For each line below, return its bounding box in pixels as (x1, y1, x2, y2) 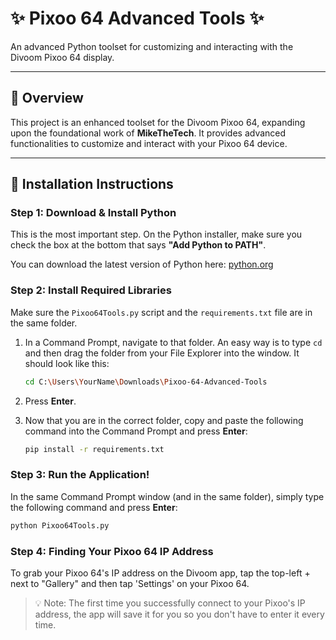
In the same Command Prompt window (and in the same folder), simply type (10, 490, 325, 502)
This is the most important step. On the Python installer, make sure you (10, 228, 303, 241)
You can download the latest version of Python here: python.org (10, 258, 274, 271)
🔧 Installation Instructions (10, 176, 174, 193)
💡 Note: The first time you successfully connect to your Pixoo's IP (34, 597, 306, 609)
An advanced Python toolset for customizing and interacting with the (10, 40, 294, 52)
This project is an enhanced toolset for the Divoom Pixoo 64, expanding (10, 116, 306, 128)
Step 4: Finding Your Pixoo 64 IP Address (10, 544, 214, 558)
